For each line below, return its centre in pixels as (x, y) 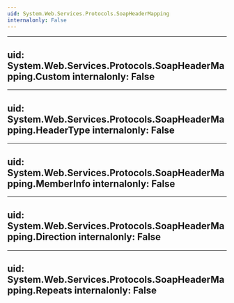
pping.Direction (42, 237)
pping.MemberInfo (49, 184)
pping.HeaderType (49, 130)
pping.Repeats (40, 291)
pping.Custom (39, 76)
